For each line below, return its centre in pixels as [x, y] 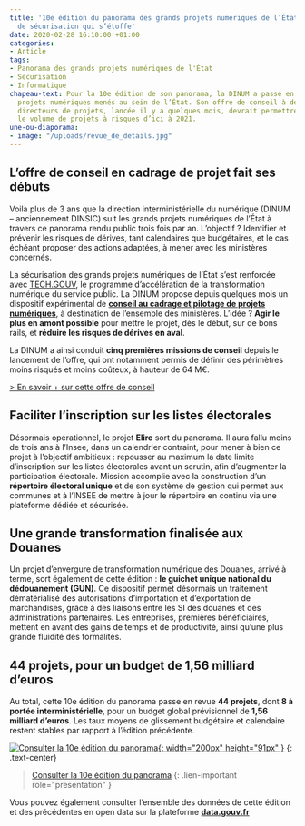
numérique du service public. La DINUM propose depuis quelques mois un [149, 294]
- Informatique [38, 85]
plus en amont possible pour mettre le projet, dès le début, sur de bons [143, 322]
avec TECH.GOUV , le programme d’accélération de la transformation [137, 284]
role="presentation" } [71, 785]
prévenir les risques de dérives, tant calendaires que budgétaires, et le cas [149, 238]
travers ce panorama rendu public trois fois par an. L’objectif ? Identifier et [148, 228]
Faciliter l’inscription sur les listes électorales [141, 415]
